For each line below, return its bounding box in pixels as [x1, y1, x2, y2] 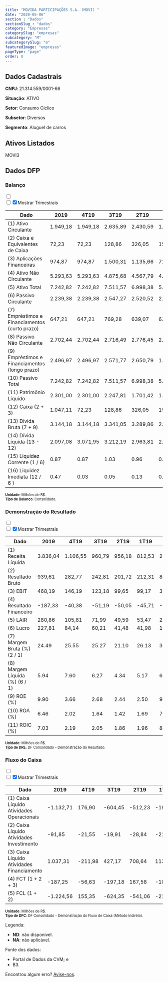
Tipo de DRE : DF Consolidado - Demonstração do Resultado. [5, 745, 106, 750]
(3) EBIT [7, 587, 27, 594]
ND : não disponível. [12, 931, 53, 938]
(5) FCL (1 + [7, 890, 37, 897]
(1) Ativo [7, 220, 28, 227]
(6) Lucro [7, 624, 30, 631]
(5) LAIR [7, 616, 27, 623]
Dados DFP [5, 167, 40, 175]
